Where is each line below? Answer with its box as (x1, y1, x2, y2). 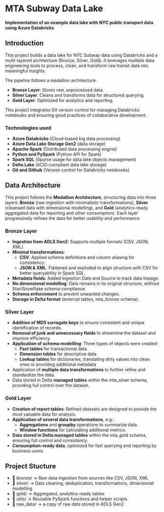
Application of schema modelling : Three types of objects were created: (12, 341, 158, 347)
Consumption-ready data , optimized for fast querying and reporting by (12, 443, 157, 448)
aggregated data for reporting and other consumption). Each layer (5, 210, 139, 216)
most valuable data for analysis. (12, 411, 77, 417)
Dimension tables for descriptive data (19, 351, 97, 357)
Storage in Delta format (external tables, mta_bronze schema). (12, 296, 140, 302)
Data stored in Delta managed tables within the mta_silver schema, (12, 377, 148, 383)
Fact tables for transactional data (19, 346, 87, 352)
